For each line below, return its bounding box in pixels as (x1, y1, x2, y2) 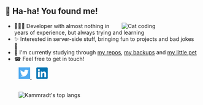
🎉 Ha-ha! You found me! (5, 6, 98, 16)
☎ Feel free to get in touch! (13, 55, 85, 62)
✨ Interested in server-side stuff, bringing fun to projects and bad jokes (13, 35, 194, 43)
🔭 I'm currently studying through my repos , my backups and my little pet (13, 48, 197, 56)
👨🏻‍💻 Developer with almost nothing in (13, 22, 110, 29)
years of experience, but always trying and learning (13, 29, 145, 36)
